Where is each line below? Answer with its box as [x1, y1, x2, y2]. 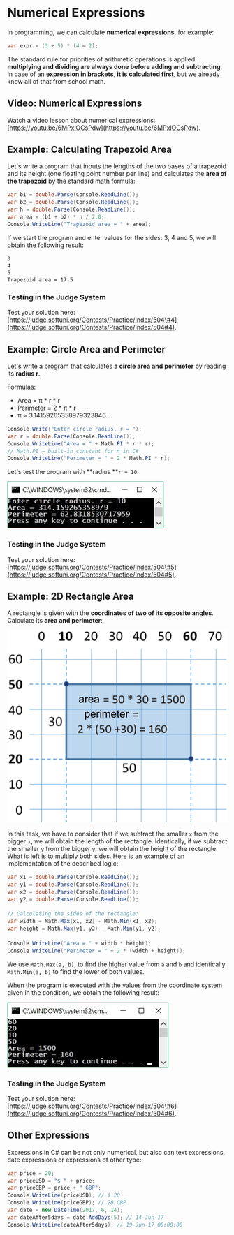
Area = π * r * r [17, 396, 61, 404]
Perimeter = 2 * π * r [17, 404, 77, 412]
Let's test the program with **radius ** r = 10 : [7, 468, 139, 476]
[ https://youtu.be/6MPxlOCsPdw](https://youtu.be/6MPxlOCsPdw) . [7, 124, 201, 132]
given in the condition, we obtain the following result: [7, 988, 159, 996]
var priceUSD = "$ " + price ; [7, 1177, 96, 1184]
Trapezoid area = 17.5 [7, 276, 73, 283]
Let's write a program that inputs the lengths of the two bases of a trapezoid [7, 162, 227, 170]
